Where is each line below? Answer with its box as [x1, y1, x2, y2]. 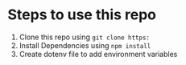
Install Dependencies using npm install [19, 40, 151, 50]
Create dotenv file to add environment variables [19, 49, 178, 59]
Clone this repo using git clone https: [19, 32, 151, 42]
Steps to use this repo [7, 6, 157, 24]
